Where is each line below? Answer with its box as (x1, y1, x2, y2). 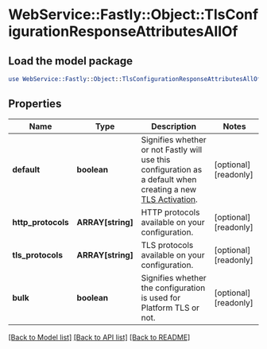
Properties (8, 97, 62, 111)
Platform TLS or (141, 302, 200, 313)
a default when (141, 173, 197, 184)
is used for (141, 292, 181, 303)
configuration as (141, 164, 203, 175)
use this (141, 153, 171, 165)
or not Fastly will (141, 144, 203, 155)
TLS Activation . (141, 193, 199, 204)
